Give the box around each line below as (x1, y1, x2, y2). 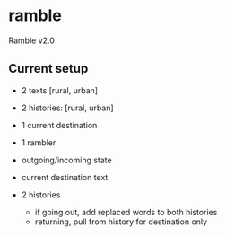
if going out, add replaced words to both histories (34, 206, 218, 217)
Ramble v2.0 (8, 35, 56, 46)
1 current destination (21, 119, 98, 130)
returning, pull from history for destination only (34, 216, 208, 227)
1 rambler (21, 136, 56, 148)
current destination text (21, 171, 109, 182)
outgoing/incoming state (21, 154, 113, 165)
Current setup (8, 61, 89, 76)
